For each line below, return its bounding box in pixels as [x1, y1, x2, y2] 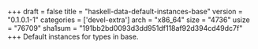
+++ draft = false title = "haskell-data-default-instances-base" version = [7, 7, 244, 16]
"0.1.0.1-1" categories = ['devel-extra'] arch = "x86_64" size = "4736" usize [7, 15, 250, 24]
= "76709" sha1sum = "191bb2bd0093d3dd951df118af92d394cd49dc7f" [7, 24, 243, 32]
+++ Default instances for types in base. [7, 32, 139, 41]
